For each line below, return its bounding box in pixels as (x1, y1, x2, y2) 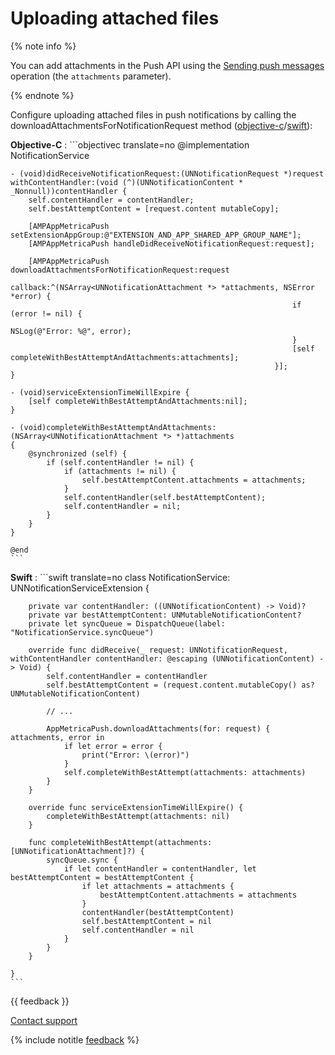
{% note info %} (10, 40, 77, 52)
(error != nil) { (10, 308, 83, 319)
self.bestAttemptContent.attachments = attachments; (81, 475, 307, 485)
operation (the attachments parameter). (10, 70, 172, 82)
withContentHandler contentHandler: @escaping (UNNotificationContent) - (10, 653, 325, 664)
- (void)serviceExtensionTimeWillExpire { (10, 387, 190, 397)
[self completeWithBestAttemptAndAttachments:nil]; (28, 396, 248, 406)
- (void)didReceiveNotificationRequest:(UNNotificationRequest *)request (10, 168, 325, 179)
